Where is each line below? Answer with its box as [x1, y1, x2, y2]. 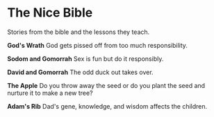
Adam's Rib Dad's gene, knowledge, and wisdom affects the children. [7, 102, 208, 110]
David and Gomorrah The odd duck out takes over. [7, 68, 154, 76]
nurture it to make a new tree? [7, 89, 93, 97]
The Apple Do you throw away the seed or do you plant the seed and [7, 81, 206, 89]
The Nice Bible [7, 5, 93, 21]
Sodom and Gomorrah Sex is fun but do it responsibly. [7, 54, 164, 63]
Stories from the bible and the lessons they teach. [7, 28, 150, 36]
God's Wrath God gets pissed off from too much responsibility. [7, 41, 188, 49]
